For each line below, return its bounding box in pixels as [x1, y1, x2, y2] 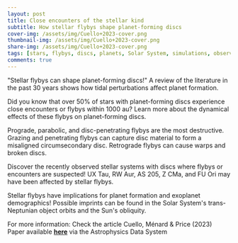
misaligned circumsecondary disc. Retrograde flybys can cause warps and [7, 141, 226, 149]
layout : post [7, 10, 46, 18]
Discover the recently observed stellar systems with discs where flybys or [7, 162, 223, 171]
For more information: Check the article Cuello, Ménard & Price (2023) [7, 220, 212, 228]
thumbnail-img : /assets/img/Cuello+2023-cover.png [7, 37, 160, 44]
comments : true [7, 57, 52, 64]
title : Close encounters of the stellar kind [7, 17, 144, 24]
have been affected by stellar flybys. [7, 177, 114, 186]
